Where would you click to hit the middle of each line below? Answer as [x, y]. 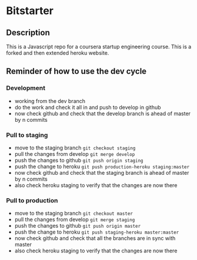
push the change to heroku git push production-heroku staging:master [102, 166]
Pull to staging [27, 135]
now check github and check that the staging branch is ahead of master [102, 172]
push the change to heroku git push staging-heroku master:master [97, 232]
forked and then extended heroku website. [58, 53]
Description [28, 33]
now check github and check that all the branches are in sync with [95, 238]
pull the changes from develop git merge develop [75, 154]
